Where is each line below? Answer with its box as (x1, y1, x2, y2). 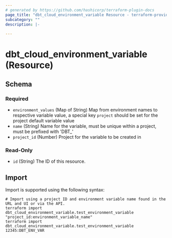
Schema (5, 80, 32, 89)
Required (5, 95, 29, 102)
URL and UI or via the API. (5, 201, 66, 206)
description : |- (5, 21, 40, 27)
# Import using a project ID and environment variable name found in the (5, 197, 166, 202)
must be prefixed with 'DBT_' (12, 128, 74, 135)
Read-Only (5, 146, 33, 154)
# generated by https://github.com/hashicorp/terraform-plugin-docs (5, 7, 155, 13)
